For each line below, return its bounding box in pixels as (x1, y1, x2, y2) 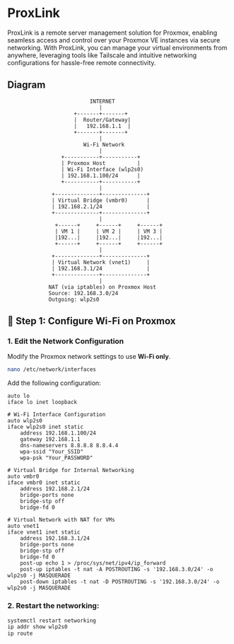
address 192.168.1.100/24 (20, 430, 97, 437)
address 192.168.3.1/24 (20, 535, 90, 542)
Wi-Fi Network (83, 141, 125, 148)
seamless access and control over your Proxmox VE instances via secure (7, 35, 221, 44)
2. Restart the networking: (7, 601, 100, 611)
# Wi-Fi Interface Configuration (7, 411, 106, 418)
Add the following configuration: (7, 379, 101, 387)
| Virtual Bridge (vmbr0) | (52, 197, 151, 204)
